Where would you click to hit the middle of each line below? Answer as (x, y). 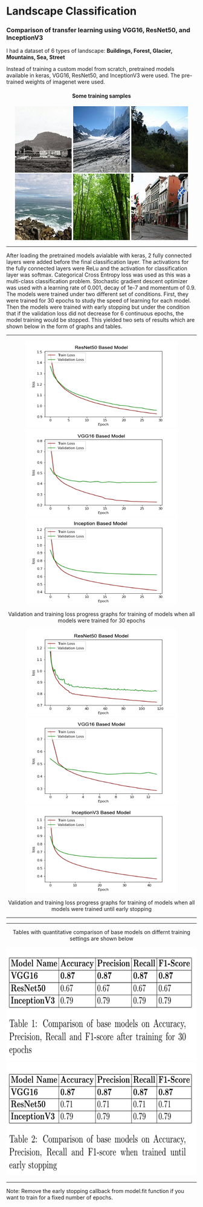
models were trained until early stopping (101, 909)
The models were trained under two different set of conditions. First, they (98, 294)
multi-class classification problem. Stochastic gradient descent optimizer (97, 281)
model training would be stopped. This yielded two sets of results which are (101, 320)
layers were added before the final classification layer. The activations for (98, 261)
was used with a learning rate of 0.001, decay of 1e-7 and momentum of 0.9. (101, 287)
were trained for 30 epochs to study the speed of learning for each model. (99, 300)
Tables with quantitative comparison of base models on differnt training (101, 932)
